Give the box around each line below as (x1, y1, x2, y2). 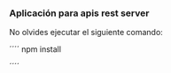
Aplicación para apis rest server (9, 7, 150, 19)
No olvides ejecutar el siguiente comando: (9, 27, 164, 38)
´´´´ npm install (9, 44, 62, 55)
